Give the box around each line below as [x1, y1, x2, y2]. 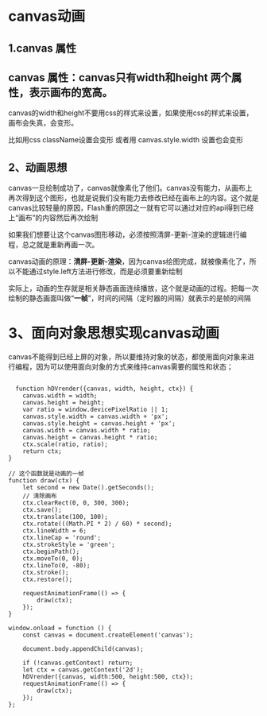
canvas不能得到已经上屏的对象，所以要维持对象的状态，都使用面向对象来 [8, 352, 248, 362]
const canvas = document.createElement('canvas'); [22, 631, 194, 640]
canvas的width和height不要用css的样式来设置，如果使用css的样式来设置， [8, 108, 253, 118]
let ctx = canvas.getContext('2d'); [22, 666, 145, 674]
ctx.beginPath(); [22, 548, 80, 556]
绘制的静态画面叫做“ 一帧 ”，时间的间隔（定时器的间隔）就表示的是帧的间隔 [8, 293, 252, 303]
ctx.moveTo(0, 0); [22, 555, 83, 563]
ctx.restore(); [22, 575, 73, 584]
